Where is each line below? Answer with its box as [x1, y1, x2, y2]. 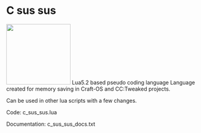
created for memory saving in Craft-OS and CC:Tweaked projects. [6, 85, 171, 92]
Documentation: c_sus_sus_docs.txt [6, 120, 95, 128]
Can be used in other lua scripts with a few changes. [6, 97, 137, 104]
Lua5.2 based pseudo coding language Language [71, 79, 195, 86]
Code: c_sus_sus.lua [6, 108, 57, 115]
